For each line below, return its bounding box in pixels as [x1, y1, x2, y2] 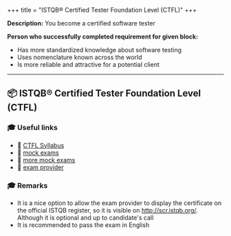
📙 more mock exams [16, 155, 76, 164]
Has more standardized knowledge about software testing [16, 46, 182, 54]
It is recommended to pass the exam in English [16, 220, 150, 229]
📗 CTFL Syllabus [16, 141, 65, 149]
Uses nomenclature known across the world [16, 53, 142, 61]
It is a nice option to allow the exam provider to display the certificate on [16, 199, 222, 207]
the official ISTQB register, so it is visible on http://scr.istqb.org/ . [16, 206, 198, 214]
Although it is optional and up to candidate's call [16, 213, 154, 222]
